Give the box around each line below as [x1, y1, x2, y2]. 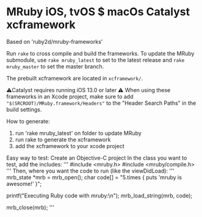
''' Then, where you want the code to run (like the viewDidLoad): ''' [6, 167, 175, 174]
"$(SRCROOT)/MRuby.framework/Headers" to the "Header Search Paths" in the [6, 99, 197, 107]
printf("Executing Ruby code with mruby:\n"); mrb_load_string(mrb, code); [6, 191, 193, 199]
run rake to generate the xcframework [15, 136, 111, 143]
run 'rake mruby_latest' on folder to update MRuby [15, 129, 142, 137]
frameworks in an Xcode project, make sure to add [6, 93, 134, 100]
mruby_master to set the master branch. [6, 63, 104, 70]
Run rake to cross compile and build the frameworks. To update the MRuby [6, 49, 195, 57]
